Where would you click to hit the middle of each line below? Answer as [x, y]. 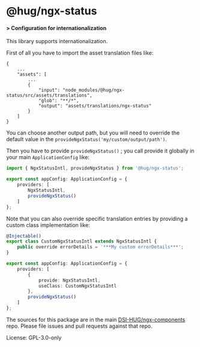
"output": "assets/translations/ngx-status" [95, 106]
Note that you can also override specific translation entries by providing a [97, 219]
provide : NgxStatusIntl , [69, 280]
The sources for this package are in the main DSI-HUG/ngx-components [96, 319]
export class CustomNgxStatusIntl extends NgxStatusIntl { [82, 241]
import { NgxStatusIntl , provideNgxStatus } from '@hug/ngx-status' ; [95, 168]
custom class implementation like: [48, 225]
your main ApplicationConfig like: [48, 157]
